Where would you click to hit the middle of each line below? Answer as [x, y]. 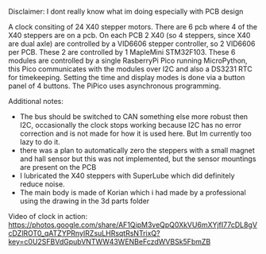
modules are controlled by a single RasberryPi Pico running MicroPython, [128, 60]
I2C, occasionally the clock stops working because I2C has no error [131, 125]
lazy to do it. [40, 142]
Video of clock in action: [48, 216]
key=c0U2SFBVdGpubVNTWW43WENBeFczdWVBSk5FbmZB [110, 242]
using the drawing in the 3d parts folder [85, 201]
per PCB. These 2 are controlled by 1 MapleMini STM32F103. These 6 [122, 52]
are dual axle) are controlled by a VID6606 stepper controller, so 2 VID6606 [132, 44]
